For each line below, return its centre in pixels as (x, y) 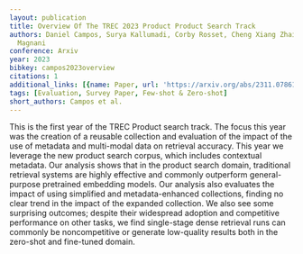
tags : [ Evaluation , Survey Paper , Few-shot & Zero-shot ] (119, 93)
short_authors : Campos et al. (66, 101)
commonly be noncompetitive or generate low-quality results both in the (144, 232)
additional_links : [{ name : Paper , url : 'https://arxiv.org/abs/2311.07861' (155, 85)
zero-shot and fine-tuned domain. (72, 242)
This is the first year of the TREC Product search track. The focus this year (148, 127)
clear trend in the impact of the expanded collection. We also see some (142, 204)
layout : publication (48, 18)
